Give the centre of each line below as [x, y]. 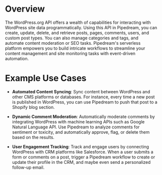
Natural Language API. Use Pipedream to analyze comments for [76, 127]
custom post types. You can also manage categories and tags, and [72, 38]
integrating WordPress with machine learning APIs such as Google [78, 122]
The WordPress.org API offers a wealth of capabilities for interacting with [78, 22]
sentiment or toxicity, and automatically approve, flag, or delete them [81, 132]
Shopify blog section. [33, 107]
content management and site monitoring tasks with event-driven [70, 53]
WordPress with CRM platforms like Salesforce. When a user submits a [83, 152]
